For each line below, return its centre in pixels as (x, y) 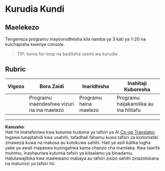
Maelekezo (22, 27)
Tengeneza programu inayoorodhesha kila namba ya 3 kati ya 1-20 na (76, 39)
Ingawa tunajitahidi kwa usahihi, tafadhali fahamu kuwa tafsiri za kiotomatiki (82, 137)
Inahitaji (137, 83)
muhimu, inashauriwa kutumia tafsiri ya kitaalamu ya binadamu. (69, 153)
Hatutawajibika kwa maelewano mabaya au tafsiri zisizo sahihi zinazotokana (82, 158)
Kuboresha (137, 89)
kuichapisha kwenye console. (35, 44)
